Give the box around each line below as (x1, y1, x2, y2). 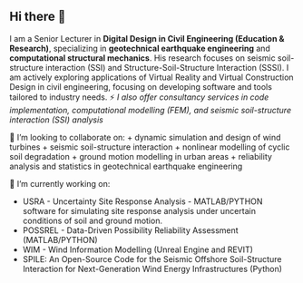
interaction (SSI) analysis (9, 114, 104, 125)
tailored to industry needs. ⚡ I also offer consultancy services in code (9, 92, 269, 102)
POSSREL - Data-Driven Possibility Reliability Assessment (22, 224, 239, 236)
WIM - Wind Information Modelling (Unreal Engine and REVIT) (22, 244, 254, 255)
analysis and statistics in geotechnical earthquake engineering (9, 161, 243, 171)
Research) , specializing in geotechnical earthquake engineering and (9, 43, 270, 54)
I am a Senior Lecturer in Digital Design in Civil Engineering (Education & (9, 33, 285, 44)
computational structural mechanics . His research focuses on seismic (9, 52, 276, 63)
